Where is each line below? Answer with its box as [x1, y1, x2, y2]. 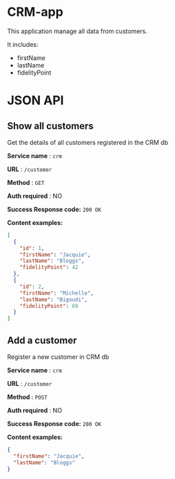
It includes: [7, 40, 39, 48]
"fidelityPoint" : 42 [19, 264, 79, 271]
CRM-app [7, 4, 63, 20]
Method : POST [7, 393, 48, 401]
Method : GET [7, 178, 45, 186]
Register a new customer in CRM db [7, 353, 110, 361]
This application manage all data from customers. [7, 27, 148, 35]
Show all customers [7, 120, 94, 132]
